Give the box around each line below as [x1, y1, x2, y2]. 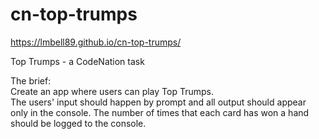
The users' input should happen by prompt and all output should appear [10, 96, 307, 108]
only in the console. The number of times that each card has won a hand [10, 106, 310, 118]
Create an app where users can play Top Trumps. [10, 85, 214, 97]
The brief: [10, 74, 52, 87]
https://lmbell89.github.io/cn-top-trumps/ [10, 36, 182, 48]
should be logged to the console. [10, 117, 147, 129]
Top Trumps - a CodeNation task [10, 55, 145, 67]
